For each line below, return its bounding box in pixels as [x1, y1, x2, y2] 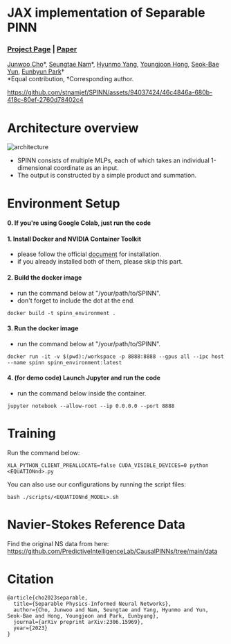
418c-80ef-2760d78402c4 [7, 96, 84, 104]
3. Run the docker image [7, 324, 79, 332]
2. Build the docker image [7, 273, 82, 282]
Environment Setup [7, 196, 120, 211]
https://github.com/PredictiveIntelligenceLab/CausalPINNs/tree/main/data [7, 547, 218, 555]
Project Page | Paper [7, 44, 77, 54]
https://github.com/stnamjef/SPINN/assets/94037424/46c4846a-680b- [7, 88, 213, 96]
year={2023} [13, 625, 48, 632]
